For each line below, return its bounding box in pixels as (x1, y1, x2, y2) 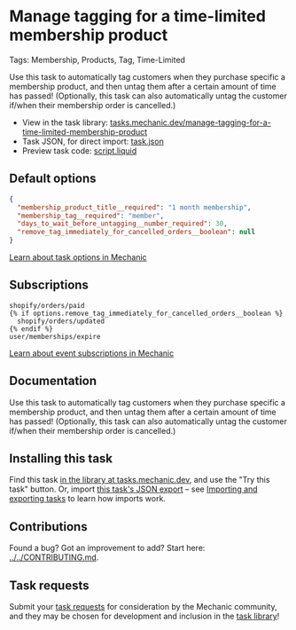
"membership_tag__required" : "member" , (17, 211, 165, 220)
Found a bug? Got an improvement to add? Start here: (9, 543, 206, 554)
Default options (9, 171, 97, 186)
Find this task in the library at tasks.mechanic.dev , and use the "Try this (9, 475, 270, 485)
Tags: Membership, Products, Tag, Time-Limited (9, 54, 186, 65)
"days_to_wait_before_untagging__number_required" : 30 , (17, 219, 228, 228)
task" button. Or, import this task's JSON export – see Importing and (9, 484, 259, 494)
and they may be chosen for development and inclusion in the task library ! (9, 610, 280, 622)
